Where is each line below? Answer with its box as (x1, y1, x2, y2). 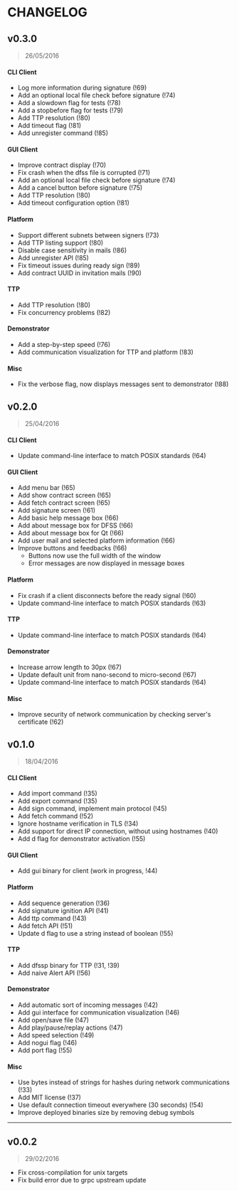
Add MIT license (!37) (17, 1093, 82, 1102)
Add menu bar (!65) (17, 484, 76, 492)
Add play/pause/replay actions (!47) (17, 1023, 123, 1032)
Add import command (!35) (17, 789, 97, 798)
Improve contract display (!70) (17, 161, 107, 169)
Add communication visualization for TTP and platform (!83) (17, 348, 194, 356)
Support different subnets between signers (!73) (17, 230, 159, 239)
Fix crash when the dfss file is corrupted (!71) (17, 169, 151, 177)
